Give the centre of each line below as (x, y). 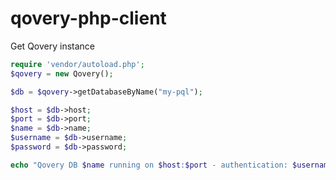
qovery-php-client (88, 18)
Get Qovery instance (52, 46)
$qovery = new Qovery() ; (62, 73)
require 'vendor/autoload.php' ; (77, 64)
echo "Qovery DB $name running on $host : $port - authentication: (149, 165)
